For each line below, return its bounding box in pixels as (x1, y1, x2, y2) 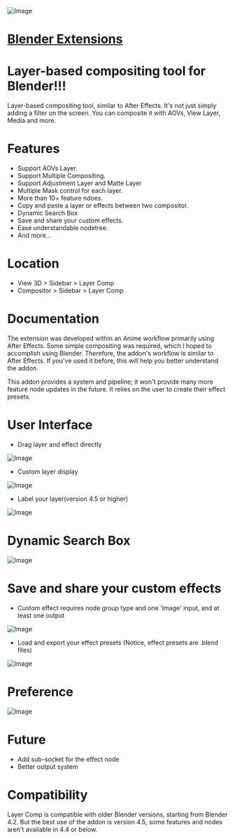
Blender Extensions (7, 32, 123, 47)
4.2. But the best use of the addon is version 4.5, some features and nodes (7, 817, 222, 826)
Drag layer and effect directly (17, 440, 102, 448)
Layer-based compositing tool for (7, 63, 206, 79)
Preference (7, 684, 73, 699)
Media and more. (7, 116, 57, 125)
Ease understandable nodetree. (17, 224, 108, 232)
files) (17, 645, 33, 654)
